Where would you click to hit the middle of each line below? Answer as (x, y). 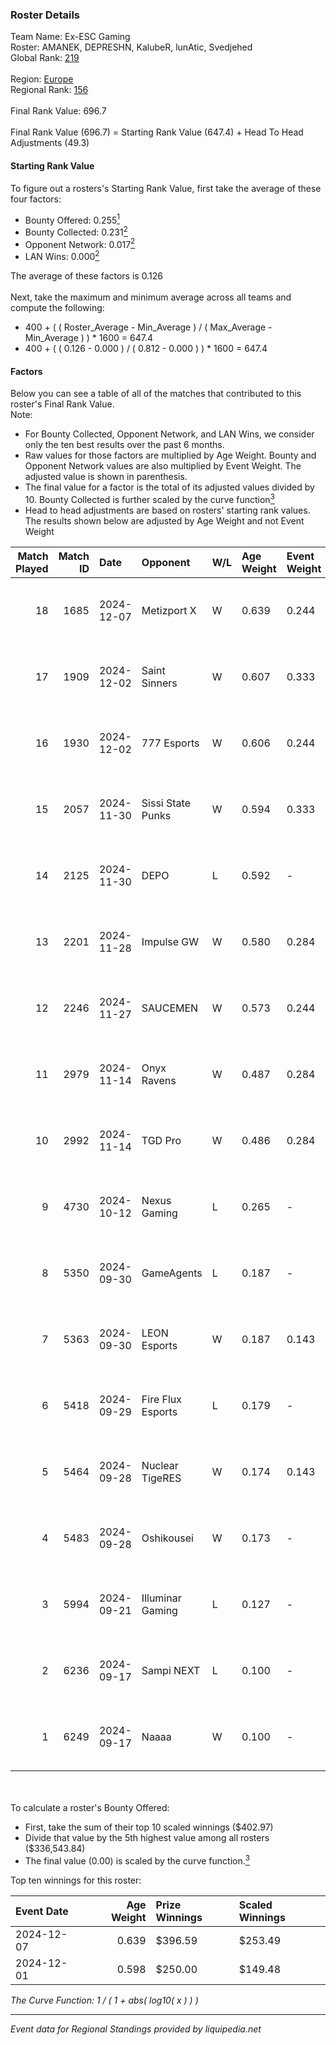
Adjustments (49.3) (50, 143)
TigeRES (161, 1478)
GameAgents (172, 1273)
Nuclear (160, 1465)
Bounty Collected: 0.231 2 (76, 231)
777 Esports (170, 743)
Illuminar (161, 1598)
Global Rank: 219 (45, 58)
